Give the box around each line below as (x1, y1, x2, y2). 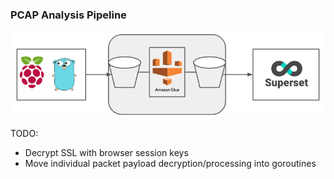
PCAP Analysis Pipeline (10, 8, 127, 22)
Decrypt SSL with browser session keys (24, 146, 189, 158)
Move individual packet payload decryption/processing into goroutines (24, 157, 317, 169)
